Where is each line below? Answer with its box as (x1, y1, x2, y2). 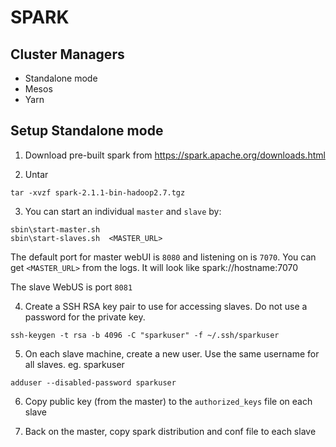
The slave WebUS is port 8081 (10, 281, 133, 293)
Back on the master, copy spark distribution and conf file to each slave (24, 425, 317, 437)
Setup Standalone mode (10, 122, 164, 140)
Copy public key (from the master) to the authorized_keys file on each (24, 395, 313, 407)
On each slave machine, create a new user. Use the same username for (24, 347, 320, 360)
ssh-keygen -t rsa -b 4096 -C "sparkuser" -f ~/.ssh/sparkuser (10, 330, 280, 340)
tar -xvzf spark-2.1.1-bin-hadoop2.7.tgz (10, 187, 186, 198)
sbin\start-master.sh (10, 224, 101, 235)
